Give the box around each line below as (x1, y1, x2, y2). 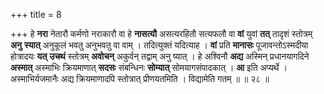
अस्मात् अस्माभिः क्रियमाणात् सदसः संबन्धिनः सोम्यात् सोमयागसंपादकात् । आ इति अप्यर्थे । (10, 62, 288, 73)
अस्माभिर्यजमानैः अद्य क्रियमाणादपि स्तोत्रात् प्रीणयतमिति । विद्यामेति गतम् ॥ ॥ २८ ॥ (10, 73, 270, 84)
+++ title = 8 (10, 9, 62, 20)
